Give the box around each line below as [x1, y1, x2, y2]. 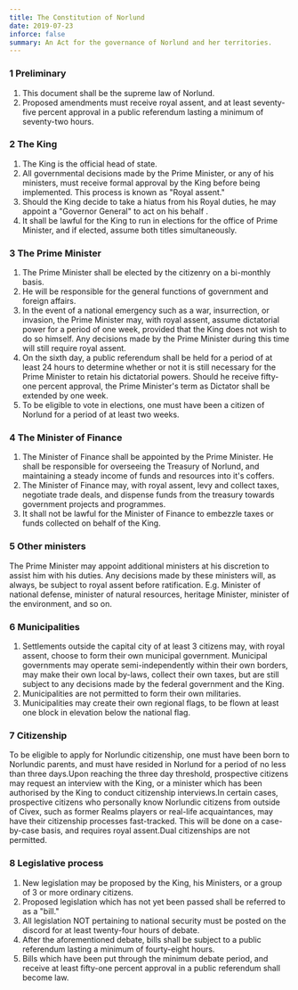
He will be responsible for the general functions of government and [21, 286, 269, 297]
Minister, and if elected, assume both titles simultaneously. [21, 225, 238, 235]
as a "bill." [21, 905, 60, 916]
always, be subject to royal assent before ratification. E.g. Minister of [9, 579, 261, 590]
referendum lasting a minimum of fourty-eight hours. [21, 944, 215, 954]
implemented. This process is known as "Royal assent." [21, 186, 225, 197]
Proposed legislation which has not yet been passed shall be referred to [21, 896, 286, 907]
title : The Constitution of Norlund [9, 12, 145, 22]
